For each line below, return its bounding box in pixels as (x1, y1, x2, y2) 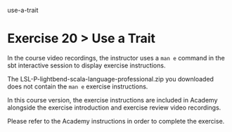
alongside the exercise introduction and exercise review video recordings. (7, 103, 221, 112)
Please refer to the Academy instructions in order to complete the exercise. (7, 117, 225, 125)
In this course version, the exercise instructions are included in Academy (7, 95, 218, 104)
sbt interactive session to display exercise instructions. (7, 61, 166, 70)
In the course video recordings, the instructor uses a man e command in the (7, 53, 225, 62)
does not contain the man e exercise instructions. (7, 82, 148, 91)
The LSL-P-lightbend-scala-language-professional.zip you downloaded (7, 74, 214, 83)
